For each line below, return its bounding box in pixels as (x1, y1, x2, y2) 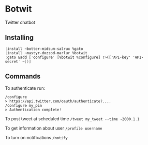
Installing (5, 33, 34, 42)
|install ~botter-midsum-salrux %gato (5, 46, 83, 51)
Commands (5, 72, 41, 81)
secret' (5, 59, 21, 64)
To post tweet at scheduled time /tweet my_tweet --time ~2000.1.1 (5, 115, 140, 122)
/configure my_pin (5, 103, 42, 108)
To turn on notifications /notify (5, 134, 68, 140)
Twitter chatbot (5, 19, 35, 25)
